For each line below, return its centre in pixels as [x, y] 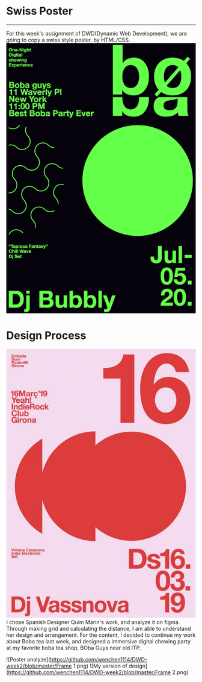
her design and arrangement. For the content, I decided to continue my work [101, 635]
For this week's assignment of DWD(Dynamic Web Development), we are [97, 33]
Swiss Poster [40, 11]
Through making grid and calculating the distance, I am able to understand [99, 628]
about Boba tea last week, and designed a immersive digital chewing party [99, 641]
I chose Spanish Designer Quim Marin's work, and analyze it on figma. [93, 622]
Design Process [46, 335]
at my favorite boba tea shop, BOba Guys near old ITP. [74, 648]
